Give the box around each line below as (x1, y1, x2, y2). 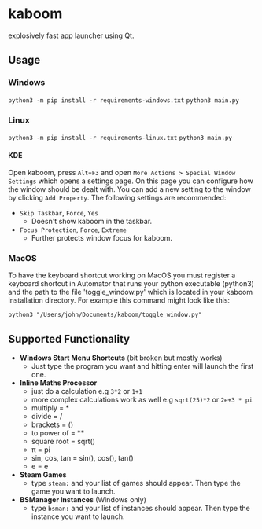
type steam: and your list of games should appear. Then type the (31, 479, 242, 488)
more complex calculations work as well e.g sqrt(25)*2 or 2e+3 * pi (31, 395, 253, 405)
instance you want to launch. (31, 512, 125, 521)
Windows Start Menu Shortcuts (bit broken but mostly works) (19, 353, 223, 362)
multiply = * (31, 403, 69, 413)
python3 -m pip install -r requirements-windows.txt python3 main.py (8, 96, 240, 105)
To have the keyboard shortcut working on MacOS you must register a (8, 270, 236, 280)
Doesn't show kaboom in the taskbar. (31, 217, 153, 226)
